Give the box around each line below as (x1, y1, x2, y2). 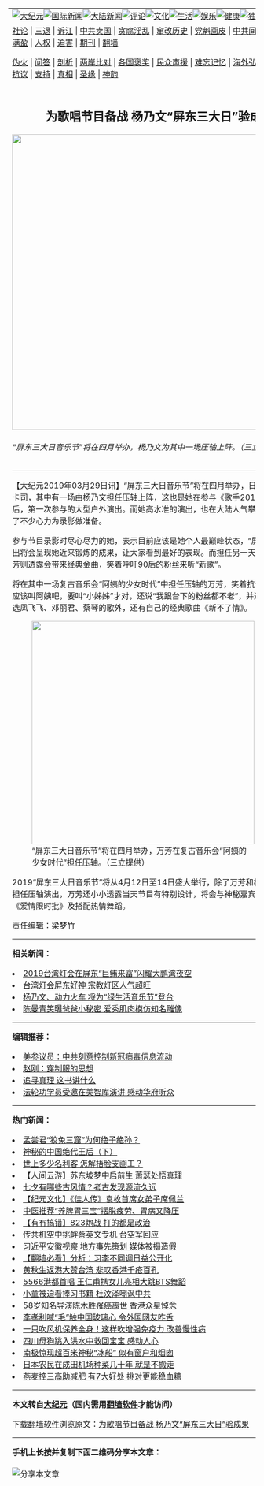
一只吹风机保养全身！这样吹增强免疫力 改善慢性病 (23, 1324, 207, 1335)
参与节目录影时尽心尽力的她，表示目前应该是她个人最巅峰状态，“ (12, 535, 252, 546)
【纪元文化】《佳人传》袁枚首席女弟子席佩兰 (23, 1194, 185, 1205)
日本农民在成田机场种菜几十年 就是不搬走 (23, 1359, 175, 1370)
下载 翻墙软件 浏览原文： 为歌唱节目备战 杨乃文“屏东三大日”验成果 (12, 1419, 250, 1430)
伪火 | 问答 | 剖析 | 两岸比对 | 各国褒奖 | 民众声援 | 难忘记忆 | (12, 57, 232, 68)
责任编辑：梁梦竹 (12, 920, 76, 931)
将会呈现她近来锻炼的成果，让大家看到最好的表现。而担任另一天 (20, 547, 257, 558)
